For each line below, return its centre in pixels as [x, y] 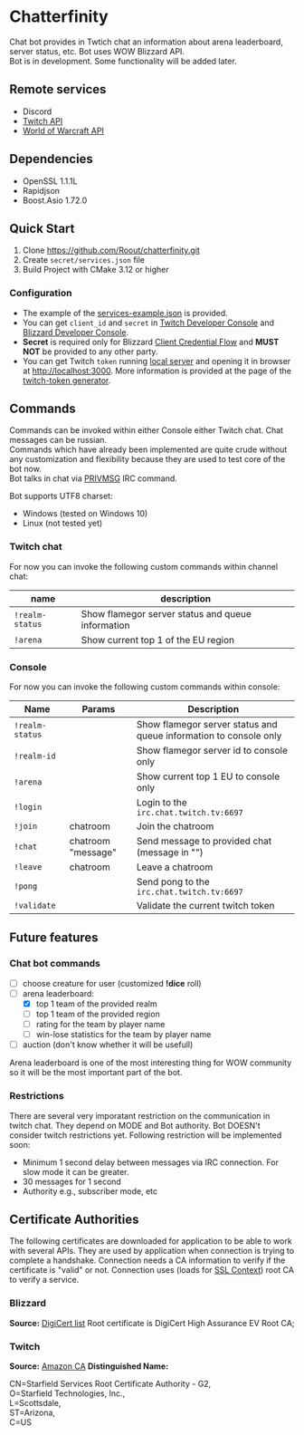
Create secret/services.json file [84, 260]
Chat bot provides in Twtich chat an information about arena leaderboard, [146, 42]
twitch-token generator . [66, 380]
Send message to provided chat [204, 842]
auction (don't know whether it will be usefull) [108, 1045]
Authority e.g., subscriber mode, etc [90, 1191]
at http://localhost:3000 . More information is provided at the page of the [157, 371]
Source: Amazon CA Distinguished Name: [89, 1366]
